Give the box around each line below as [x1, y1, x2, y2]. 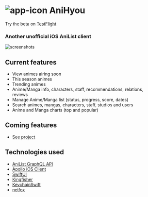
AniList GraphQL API [12, 161, 53, 167]
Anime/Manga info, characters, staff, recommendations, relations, [12, 86, 144, 92]
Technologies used [5, 148, 64, 156]
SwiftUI [12, 171, 27, 177]
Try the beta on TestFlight [5, 21, 57, 27]
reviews [12, 92, 28, 98]
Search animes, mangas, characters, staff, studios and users [12, 102, 133, 108]
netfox [12, 187, 25, 193]
